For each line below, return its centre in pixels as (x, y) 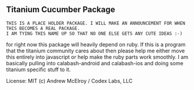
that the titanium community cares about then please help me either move (96, 51)
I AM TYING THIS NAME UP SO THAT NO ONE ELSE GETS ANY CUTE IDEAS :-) (94, 34)
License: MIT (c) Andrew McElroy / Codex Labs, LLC (69, 81)
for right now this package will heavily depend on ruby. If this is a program (96, 44)
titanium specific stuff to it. (39, 69)
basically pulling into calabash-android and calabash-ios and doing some (95, 63)
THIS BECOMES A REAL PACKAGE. (43, 28)
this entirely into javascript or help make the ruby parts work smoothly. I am (97, 57)
